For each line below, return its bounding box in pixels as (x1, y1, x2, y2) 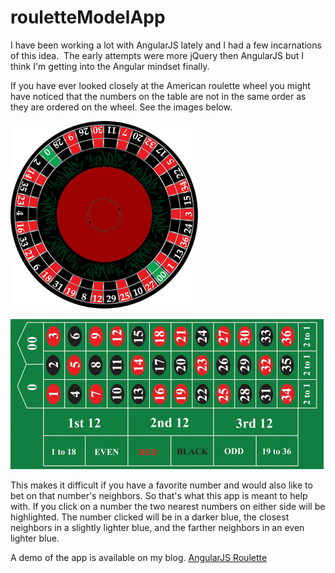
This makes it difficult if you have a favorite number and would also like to (10, 479, 313, 491)
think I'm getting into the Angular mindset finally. (10, 60, 210, 72)
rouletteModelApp (10, 6, 166, 29)
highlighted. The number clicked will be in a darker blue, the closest (10, 511, 290, 523)
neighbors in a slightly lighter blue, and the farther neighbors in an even (10, 521, 305, 533)
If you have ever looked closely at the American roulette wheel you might (10, 79, 311, 91)
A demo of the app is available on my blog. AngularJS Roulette (10, 551, 268, 563)
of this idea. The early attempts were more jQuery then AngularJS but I (10, 49, 305, 61)
